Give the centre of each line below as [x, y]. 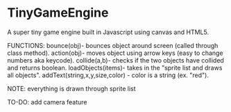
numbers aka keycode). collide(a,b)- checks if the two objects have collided [115, 60]
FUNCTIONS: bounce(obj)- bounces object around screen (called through [113, 45]
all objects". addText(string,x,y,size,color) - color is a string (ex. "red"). [108, 75]
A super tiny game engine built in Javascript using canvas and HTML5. [108, 32]
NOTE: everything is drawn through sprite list [72, 88]
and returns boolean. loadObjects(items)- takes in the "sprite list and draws [115, 67]
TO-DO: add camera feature [47, 102]
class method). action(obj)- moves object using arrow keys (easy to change [115, 53]
